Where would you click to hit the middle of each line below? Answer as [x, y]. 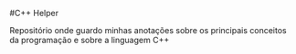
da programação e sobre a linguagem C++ [90, 40]
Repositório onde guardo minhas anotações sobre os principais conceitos [148, 30]
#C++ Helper [34, 13]
